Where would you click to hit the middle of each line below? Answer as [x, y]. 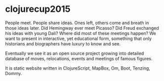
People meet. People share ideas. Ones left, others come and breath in [77, 23]
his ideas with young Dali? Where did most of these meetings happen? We [81, 33]
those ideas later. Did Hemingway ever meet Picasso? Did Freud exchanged [82, 28]
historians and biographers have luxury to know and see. [63, 43]
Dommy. [14, 73]
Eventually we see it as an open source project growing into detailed [75, 53]
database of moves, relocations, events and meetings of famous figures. [79, 58]
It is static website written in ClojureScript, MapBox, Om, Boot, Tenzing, [78, 68]
